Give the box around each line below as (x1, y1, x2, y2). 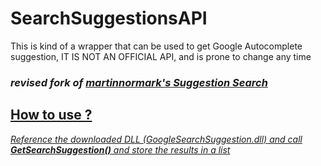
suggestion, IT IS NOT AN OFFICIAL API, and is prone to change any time (10, 50, 312, 62)
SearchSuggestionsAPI (10, 7, 208, 30)
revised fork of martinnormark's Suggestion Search (10, 75, 268, 89)
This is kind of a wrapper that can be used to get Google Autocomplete (10, 40, 303, 52)
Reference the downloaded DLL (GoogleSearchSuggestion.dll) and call (10, 133, 303, 145)
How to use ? (10, 107, 93, 124)
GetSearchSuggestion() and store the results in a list (10, 143, 231, 156)
